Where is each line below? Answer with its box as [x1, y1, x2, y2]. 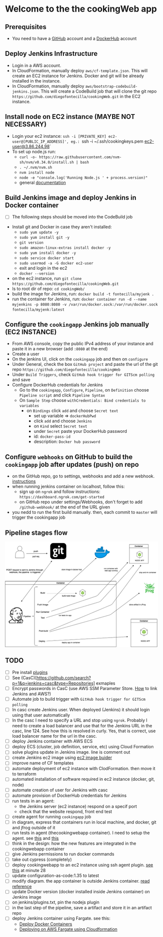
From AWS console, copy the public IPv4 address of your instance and [12, 341, 154, 346]
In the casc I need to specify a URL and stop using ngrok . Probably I [12, 717, 147, 723]
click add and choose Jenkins [33, 418, 92, 424]
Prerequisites [5, 23, 47, 31]
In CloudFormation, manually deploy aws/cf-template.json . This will [12, 67, 148, 73]
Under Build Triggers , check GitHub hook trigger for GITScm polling [12, 372, 155, 378]
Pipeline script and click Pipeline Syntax [19, 392, 105, 398]
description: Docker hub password [33, 439, 100, 444]
